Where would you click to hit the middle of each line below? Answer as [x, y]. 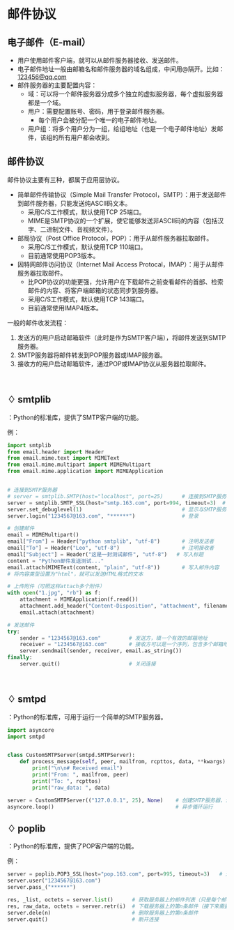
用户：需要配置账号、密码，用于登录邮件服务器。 [98, 111]
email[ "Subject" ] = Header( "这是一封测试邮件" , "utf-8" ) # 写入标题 [106, 554]
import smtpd [26, 737]
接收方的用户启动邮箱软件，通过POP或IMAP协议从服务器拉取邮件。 [114, 363]
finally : [20, 658]
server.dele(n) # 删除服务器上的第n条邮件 [103, 913]
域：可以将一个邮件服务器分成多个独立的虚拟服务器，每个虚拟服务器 [125, 94]
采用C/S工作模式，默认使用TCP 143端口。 [88, 299]
